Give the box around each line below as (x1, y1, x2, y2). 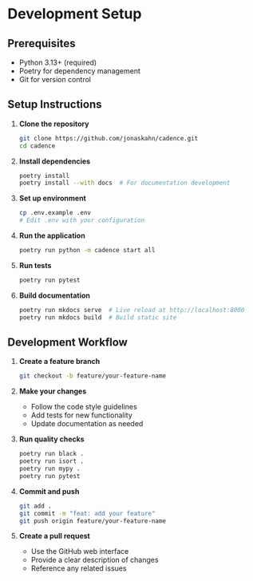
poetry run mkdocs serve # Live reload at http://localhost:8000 (18, 306, 245, 314)
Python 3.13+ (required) (18, 57, 97, 67)
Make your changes (18, 386, 87, 396)
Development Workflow (7, 335, 128, 349)
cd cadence (18, 141, 56, 150)
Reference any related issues (30, 563, 127, 573)
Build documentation (18, 290, 91, 300)
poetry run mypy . (18, 464, 81, 472)
